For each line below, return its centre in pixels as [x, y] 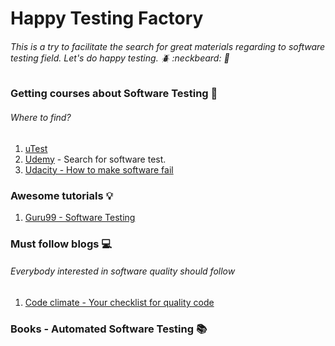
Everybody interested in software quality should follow [123, 271]
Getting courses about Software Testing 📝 [114, 94]
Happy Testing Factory [107, 18]
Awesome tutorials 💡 [61, 195]
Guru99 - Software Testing [80, 217]
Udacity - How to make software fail [99, 169]
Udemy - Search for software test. [95, 159]
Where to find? [41, 117]
